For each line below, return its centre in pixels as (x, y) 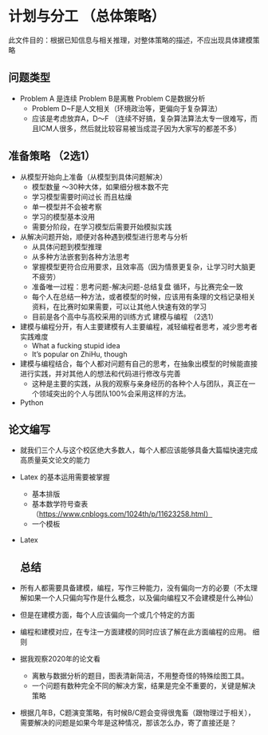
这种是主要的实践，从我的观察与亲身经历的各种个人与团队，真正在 (140, 383)
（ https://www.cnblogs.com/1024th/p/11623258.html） (122, 514)
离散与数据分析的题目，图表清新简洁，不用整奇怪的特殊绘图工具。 (140, 676)
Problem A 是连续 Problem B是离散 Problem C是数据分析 (112, 98)
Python (32, 402)
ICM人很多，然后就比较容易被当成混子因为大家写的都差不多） (140, 128)
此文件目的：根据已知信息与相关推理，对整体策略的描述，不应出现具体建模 (130, 40)
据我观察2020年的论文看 (60, 659)
